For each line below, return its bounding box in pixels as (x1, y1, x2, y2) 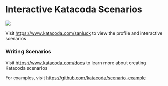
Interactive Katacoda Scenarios (5, 4, 142, 15)
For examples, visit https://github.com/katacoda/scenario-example (5, 75, 146, 81)
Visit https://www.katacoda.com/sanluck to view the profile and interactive (5, 30, 163, 36)
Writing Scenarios (5, 48, 51, 55)
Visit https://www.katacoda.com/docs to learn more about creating (5, 60, 146, 66)
